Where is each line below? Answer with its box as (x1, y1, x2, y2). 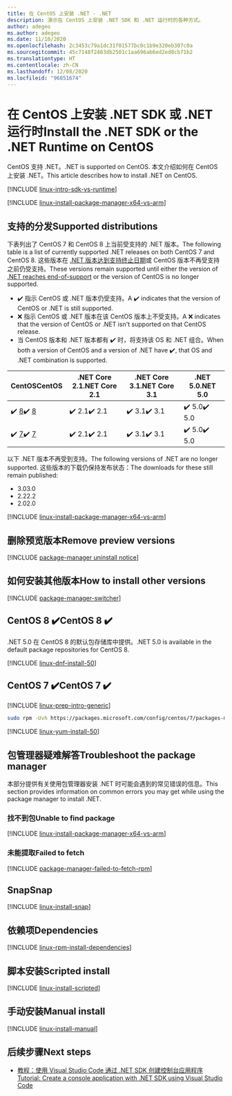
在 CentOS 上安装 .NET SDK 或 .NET (7, 107, 213, 122)
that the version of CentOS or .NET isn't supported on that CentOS (17, 320, 206, 329)
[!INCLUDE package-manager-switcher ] (7, 593, 122, 602)
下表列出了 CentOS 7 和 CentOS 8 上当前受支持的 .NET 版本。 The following (7, 240, 222, 249)
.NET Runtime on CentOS (7, 139, 154, 154)
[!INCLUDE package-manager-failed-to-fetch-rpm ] (7, 864, 153, 872)
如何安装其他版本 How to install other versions (7, 575, 206, 587)
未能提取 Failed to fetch (7, 848, 85, 858)
